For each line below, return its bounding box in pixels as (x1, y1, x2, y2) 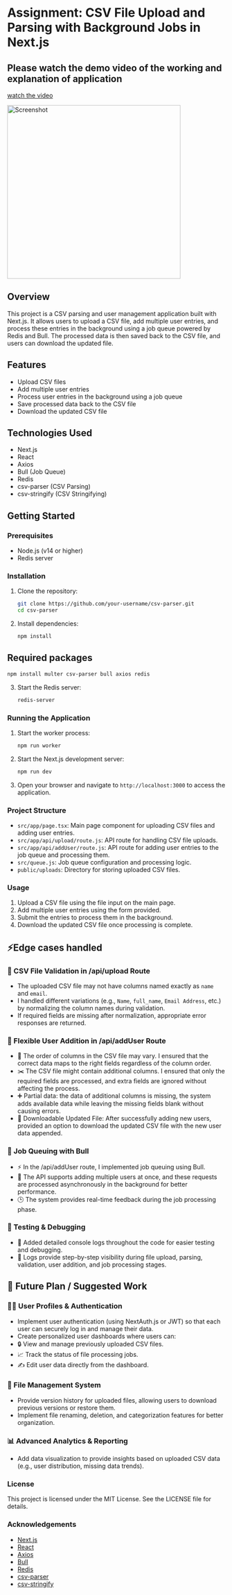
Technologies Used (7, 427, 92, 439)
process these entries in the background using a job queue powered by (7, 324, 211, 333)
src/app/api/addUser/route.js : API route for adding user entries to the (17, 843, 220, 851)
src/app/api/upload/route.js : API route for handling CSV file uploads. (17, 835, 218, 844)
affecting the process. (17, 1085, 80, 1093)
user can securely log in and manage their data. (17, 1324, 154, 1333)
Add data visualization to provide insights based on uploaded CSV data (17, 1455, 220, 1463)
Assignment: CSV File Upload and (7, 5, 206, 21)
